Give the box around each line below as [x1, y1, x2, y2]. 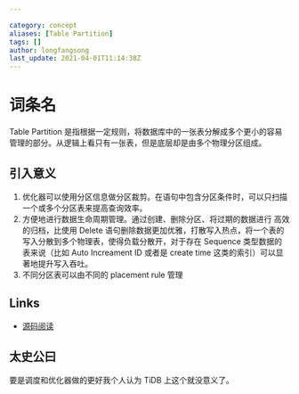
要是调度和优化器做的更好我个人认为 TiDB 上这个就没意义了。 [9, 374, 234, 385]
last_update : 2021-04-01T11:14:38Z [9, 54, 141, 63]
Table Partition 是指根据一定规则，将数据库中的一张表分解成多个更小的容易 [9, 127, 283, 137]
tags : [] [9, 37, 42, 46]
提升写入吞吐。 [37, 258, 93, 268]
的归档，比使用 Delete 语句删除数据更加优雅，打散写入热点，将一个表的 [21, 225, 285, 235]
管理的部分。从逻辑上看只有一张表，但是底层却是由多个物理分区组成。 [9, 137, 267, 148]
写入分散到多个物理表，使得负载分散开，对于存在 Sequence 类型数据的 [21, 235, 283, 246]
